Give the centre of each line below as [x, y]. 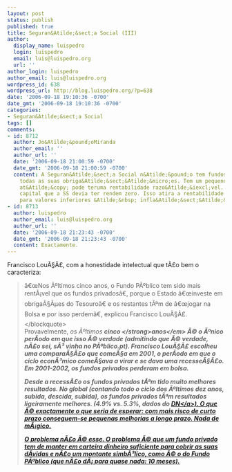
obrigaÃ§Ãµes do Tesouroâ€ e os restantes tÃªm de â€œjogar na [117, 304]
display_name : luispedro [49, 46]
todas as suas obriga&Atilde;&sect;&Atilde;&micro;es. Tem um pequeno [123, 181]
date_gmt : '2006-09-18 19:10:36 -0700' [65, 104]
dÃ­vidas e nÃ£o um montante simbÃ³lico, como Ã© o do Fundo [117, 454]
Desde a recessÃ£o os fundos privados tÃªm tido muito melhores [120, 382]
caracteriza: [24, 272]
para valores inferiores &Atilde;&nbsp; [78, 200]
